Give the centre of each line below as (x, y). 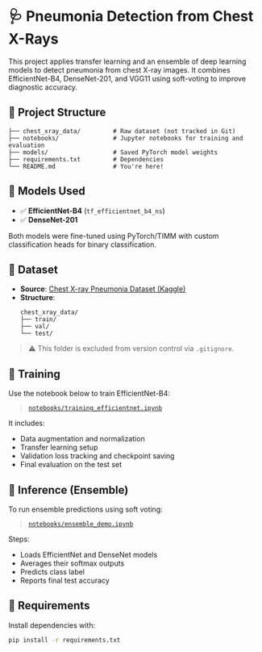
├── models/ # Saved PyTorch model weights (113, 152)
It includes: (27, 423)
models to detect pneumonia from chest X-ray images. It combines (120, 69)
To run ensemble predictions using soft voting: (85, 509)
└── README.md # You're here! (86, 166)
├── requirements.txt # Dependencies (86, 159)
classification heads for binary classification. (83, 245)
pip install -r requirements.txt (64, 640)
